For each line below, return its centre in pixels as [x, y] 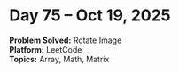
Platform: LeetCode [46, 49]
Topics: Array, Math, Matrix [59, 59]
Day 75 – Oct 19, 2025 [90, 16]
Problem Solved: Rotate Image [66, 40]
